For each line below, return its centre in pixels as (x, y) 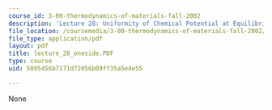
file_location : (34, 31)
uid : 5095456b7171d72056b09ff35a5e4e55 (76, 69)
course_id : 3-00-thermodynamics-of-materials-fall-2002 (104, 16)
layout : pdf (28, 46)
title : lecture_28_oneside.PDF (61, 53)
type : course (30, 61)
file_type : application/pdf (56, 38)
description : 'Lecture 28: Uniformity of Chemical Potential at (119, 23)
